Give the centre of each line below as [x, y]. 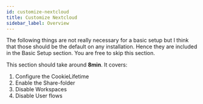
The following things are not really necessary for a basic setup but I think [98, 41]
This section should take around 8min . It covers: [67, 65]
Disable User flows [39, 96]
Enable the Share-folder [45, 83]
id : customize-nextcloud [38, 12]
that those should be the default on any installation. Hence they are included [102, 47]
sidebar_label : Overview [38, 23]
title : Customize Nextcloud [42, 18]
